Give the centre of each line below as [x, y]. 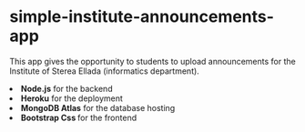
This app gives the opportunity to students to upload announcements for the [152, 61]
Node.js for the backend [67, 88]
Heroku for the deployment [72, 98]
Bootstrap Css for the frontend [79, 117]
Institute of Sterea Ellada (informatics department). [105, 71]
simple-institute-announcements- [142, 17]
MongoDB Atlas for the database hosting [98, 107]
